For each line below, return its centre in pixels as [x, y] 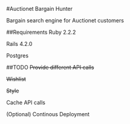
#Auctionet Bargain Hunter [40, 9]
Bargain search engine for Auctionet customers [65, 20]
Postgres [18, 56]
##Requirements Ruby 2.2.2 [41, 32]
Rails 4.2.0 [19, 44]
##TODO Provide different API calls [50, 67]
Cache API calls [26, 103]
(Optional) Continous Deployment [48, 114]
